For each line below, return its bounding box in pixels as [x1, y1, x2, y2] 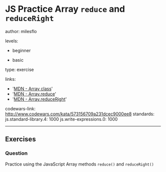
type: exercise [5, 67, 34, 72]
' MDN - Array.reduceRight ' [12, 96, 67, 102]
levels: [5, 38, 18, 44]
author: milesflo [5, 28, 37, 34]
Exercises [5, 135, 36, 143]
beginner [12, 47, 31, 53]
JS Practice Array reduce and [5, 3, 125, 15]
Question [5, 150, 28, 157]
